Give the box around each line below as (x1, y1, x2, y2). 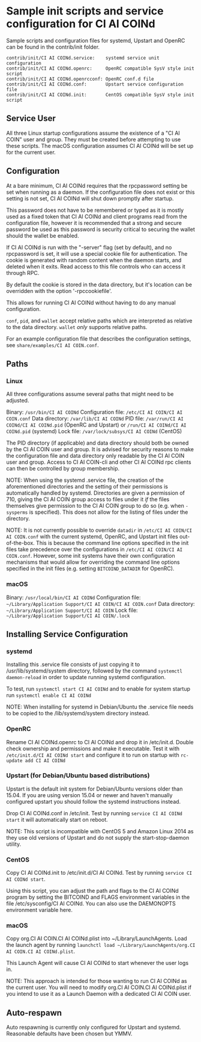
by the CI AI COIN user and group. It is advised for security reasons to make (6, 446, 194, 453)
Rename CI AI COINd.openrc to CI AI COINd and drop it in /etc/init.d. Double (6, 738, 194, 745)
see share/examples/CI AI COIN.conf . (6, 341, 99, 348)
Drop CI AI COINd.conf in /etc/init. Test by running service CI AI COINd (6, 809, 183, 816)
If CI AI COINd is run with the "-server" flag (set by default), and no (6, 244, 172, 251)
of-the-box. (6, 540, 35, 547)
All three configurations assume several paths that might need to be (6, 390, 174, 398)
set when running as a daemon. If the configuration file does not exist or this (6, 188, 195, 196)
